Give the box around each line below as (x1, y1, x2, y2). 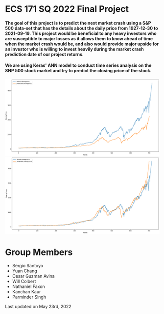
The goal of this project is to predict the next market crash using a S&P (5, 20, 151, 26)
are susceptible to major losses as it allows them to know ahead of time (5, 35, 153, 41)
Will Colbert (12, 279, 36, 285)
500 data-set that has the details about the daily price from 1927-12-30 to (5, 25, 158, 31)
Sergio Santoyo (12, 263, 43, 269)
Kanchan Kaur (12, 289, 41, 295)
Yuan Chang (12, 268, 38, 274)
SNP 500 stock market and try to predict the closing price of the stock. (5, 68, 152, 74)
